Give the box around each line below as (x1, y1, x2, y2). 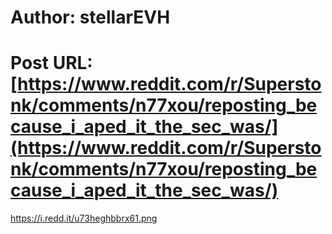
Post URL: (10, 52, 93, 75)
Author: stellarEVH (10, 6, 171, 29)
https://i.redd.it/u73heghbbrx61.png (10, 212, 158, 225)
